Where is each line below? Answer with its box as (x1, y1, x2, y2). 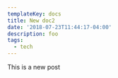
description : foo (7, 30, 59, 38)
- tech (13, 43, 33, 50)
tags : (7, 37, 23, 44)
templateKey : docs (7, 10, 61, 18)
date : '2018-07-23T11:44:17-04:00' (7, 23, 112, 30)
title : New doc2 (7, 17, 55, 24)
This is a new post (7, 63, 61, 71)
